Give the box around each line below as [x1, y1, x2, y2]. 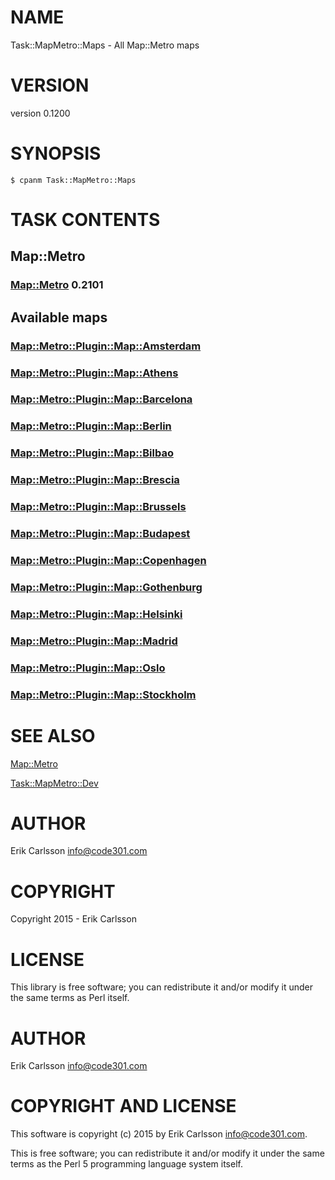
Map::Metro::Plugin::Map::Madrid [10, 634, 178, 648]
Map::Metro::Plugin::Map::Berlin [10, 419, 172, 433]
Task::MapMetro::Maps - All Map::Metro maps [10, 39, 200, 51]
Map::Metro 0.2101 [10, 278, 104, 292]
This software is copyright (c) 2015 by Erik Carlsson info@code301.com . [10, 1128, 308, 1140]
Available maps [10, 309, 108, 326]
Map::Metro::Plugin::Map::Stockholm [10, 687, 197, 701]
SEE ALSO [10, 724, 96, 747]
